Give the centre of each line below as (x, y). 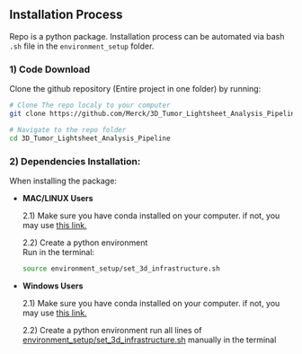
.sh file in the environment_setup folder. (82, 46)
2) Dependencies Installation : (75, 161)
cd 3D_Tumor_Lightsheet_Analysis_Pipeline (90, 138)
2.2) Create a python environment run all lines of (112, 330)
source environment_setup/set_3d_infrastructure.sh (121, 269)
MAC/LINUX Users (58, 198)
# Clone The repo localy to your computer (90, 106)
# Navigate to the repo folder (68, 129)
